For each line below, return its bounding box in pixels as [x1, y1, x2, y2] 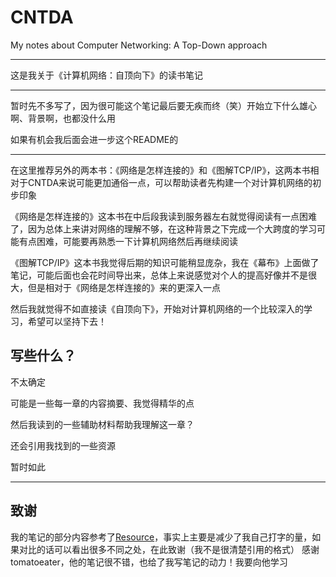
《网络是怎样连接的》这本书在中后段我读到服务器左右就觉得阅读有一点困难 [10, 210, 317, 222]
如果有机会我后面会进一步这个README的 [10, 133, 179, 145]
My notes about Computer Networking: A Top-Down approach [10, 39, 268, 51]
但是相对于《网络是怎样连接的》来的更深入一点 [27, 281, 221, 293]
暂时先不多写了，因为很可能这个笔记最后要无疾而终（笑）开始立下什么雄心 [10, 99, 317, 111]
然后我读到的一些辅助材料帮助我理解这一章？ [10, 418, 195, 430]
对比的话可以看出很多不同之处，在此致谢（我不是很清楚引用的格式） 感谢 [18, 543, 320, 555]
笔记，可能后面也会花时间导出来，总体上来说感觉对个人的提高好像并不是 [10, 269, 308, 281]
